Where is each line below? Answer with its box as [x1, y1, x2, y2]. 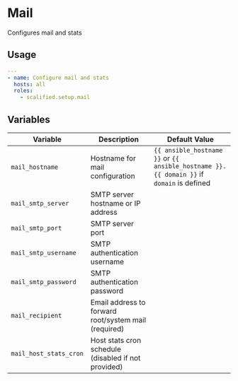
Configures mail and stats [7, 28, 83, 37]
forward [90, 306, 117, 316]
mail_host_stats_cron [11, 349, 84, 358]
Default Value [166, 134, 214, 144]
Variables [7, 113, 51, 125]
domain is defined [153, 178, 211, 188]
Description [98, 134, 140, 144]
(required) [90, 324, 125, 334]
